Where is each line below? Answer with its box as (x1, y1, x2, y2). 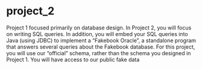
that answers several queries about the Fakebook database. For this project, (6, 43, 195, 50)
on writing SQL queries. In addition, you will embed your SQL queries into (6, 30, 188, 37)
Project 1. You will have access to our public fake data (6, 56, 140, 63)
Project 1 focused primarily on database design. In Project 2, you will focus (6, 24, 192, 31)
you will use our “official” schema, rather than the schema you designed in (6, 49, 191, 56)
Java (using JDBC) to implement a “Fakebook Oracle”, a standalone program (6, 37, 197, 44)
